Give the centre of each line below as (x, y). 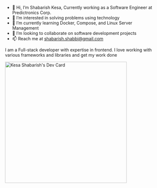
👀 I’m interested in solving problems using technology (66, 18)
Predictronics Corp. (32, 13)
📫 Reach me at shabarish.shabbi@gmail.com (58, 39)
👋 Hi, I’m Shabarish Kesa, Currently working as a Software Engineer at (82, 8)
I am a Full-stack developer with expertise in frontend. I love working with (78, 50)
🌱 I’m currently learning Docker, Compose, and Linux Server (72, 23)
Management (25, 28)
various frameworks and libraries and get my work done (61, 55)
